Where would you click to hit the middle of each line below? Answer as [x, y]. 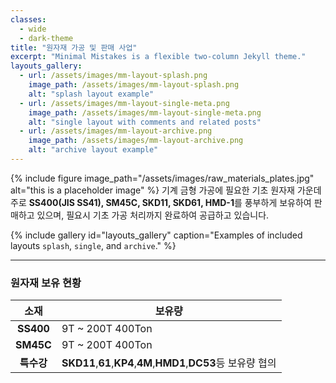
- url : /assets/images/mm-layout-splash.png [113, 76]
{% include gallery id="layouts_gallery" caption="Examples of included [156, 235]
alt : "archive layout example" [93, 150]
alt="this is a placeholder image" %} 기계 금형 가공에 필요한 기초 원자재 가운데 [166, 190]
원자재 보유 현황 [46, 283]
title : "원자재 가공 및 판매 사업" [74, 47]
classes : [28, 19]
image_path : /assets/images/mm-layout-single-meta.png [145, 112]
